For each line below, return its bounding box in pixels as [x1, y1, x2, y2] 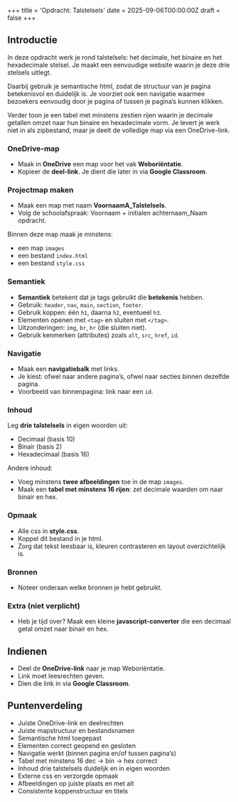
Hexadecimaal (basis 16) [17, 450, 90, 459]
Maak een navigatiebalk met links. [17, 365, 119, 373]
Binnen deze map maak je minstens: [7, 230, 113, 239]
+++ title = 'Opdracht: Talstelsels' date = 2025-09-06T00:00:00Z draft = [7, 6, 220, 14]
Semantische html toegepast [17, 734, 102, 742]
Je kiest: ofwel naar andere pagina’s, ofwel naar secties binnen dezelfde [17, 373, 229, 380]
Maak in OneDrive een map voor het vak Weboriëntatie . [17, 160, 183, 169]
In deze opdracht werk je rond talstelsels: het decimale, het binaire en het [7, 53, 222, 61]
